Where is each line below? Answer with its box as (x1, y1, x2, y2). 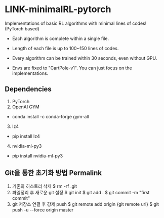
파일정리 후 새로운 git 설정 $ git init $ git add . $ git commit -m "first (12, 189, 150, 195)
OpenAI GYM (12, 104, 40, 110)
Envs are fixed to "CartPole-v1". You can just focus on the (12, 65, 132, 71)
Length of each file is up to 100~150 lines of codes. (12, 45, 119, 51)
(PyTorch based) (5, 25, 39, 31)
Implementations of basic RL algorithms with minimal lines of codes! (5, 20, 147, 26)
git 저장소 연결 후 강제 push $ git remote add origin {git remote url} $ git (12, 201, 159, 207)
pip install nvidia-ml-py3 (12, 153, 63, 159)
